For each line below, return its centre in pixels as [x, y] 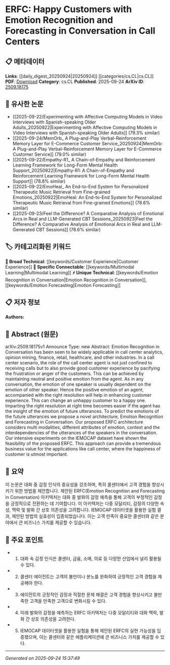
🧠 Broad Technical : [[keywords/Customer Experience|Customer [72, 261]
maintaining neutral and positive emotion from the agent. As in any [74, 379]
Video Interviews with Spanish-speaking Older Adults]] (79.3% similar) [86, 133]
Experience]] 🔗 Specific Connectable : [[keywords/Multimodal [70, 267]
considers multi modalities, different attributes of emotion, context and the [83, 427]
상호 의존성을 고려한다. [53, 619]
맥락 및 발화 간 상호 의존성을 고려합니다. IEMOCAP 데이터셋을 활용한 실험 [84, 510]
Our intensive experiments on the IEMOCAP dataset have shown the [76, 438]
